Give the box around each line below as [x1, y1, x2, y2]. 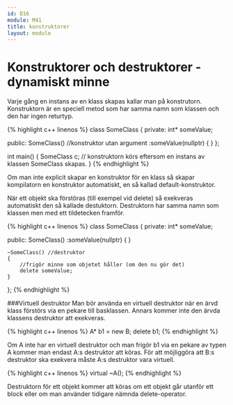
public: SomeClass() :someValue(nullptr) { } [7, 235, 131, 244]
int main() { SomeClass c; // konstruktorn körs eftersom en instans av [7, 152, 205, 160]
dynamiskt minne [7, 74, 110, 90]
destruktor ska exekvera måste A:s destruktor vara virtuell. [7, 356, 175, 364]
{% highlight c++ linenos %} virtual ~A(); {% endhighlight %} [7, 369, 182, 377]
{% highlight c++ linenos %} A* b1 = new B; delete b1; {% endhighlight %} [7, 327, 218, 336]
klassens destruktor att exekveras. [7, 314, 106, 322]
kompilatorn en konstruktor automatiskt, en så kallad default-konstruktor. [7, 181, 216, 189]
